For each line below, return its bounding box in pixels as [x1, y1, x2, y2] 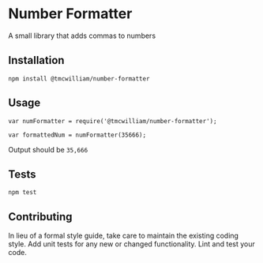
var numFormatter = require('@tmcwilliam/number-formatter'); [8, 117, 217, 125]
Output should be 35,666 [8, 145, 88, 154]
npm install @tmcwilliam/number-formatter [8, 74, 150, 83]
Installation [8, 54, 65, 67]
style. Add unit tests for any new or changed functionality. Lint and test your [8, 239, 255, 249]
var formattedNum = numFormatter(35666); [8, 131, 147, 139]
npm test [8, 189, 37, 197]
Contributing [8, 210, 73, 224]
